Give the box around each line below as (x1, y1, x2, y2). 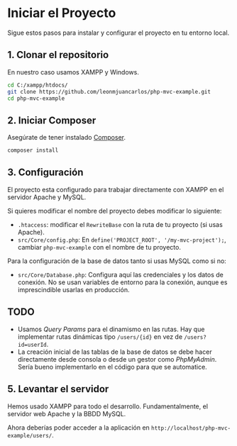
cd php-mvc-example (7, 94, 65, 102)
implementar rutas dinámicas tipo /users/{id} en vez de (17, 332, 183, 341)
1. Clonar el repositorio (7, 49, 109, 61)
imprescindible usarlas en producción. (17, 285, 130, 294)
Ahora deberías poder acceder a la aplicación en (7, 423, 150, 432)
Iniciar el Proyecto (7, 5, 116, 21)
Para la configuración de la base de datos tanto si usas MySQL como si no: (7, 257, 227, 265)
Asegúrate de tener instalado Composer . (7, 133, 126, 142)
